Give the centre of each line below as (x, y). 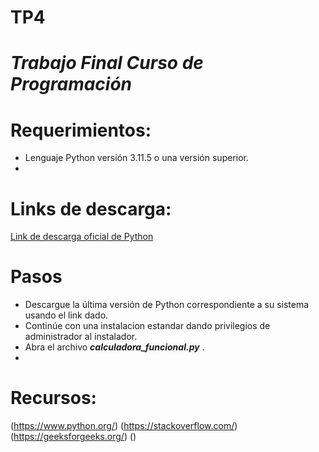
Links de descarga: (91, 208)
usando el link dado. (66, 315)
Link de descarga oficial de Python (82, 237)
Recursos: (53, 398)
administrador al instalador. (81, 337)
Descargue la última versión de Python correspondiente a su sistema (167, 305)
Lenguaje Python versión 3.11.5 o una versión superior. (136, 158)
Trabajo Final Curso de (107, 63)
